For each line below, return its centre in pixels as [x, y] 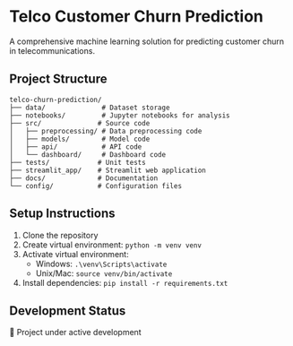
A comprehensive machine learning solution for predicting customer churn [147, 41]
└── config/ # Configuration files [95, 186]
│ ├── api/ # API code [76, 147]
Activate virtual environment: [75, 254]
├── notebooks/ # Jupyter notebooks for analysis [120, 115]
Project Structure [58, 79]
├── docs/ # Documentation [84, 178]
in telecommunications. [52, 50]
